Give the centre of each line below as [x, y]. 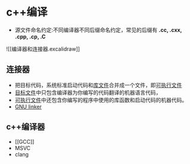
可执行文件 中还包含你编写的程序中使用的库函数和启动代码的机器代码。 [101, 100]
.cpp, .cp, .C [30, 36]
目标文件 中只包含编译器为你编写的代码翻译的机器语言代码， [88, 92]
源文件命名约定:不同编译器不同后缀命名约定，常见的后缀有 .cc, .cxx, [98, 30]
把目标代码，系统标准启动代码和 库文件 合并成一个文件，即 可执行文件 [98, 85]
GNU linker [28, 106]
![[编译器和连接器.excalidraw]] [43, 49]
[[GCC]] [24, 141]
